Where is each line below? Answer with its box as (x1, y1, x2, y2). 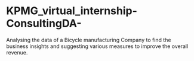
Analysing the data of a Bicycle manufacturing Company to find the (6, 36, 171, 43)
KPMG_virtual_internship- (6, 4, 137, 18)
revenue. (6, 49, 28, 56)
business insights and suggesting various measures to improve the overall (6, 43, 189, 50)
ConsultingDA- (6, 17, 82, 30)
